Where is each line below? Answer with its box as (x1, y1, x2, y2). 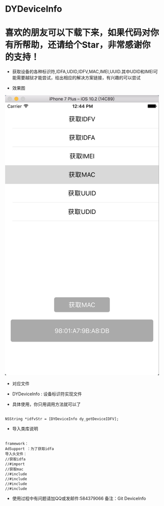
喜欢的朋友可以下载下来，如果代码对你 (5, 27, 160, 39)
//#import (5, 462, 25, 467)
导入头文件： (5, 452, 27, 457)
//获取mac (5, 467, 23, 472)
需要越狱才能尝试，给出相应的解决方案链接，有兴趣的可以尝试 (16, 75, 141, 81)
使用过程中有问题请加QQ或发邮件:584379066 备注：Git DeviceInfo (12, 496, 146, 502)
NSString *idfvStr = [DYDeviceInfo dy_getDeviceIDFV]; (5, 417, 119, 422)
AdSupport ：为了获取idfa (5, 447, 54, 451)
